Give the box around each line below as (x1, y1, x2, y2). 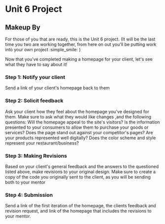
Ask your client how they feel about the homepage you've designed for (5, 109, 149, 114)
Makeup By (5, 23, 40, 32)
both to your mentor (5, 179, 46, 185)
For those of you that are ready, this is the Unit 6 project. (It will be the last (5, 36, 156, 42)
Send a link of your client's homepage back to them (5, 85, 110, 91)
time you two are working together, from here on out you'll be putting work (5, 41, 157, 47)
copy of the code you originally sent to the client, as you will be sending (5, 174, 151, 180)
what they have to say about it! (5, 62, 67, 67)
